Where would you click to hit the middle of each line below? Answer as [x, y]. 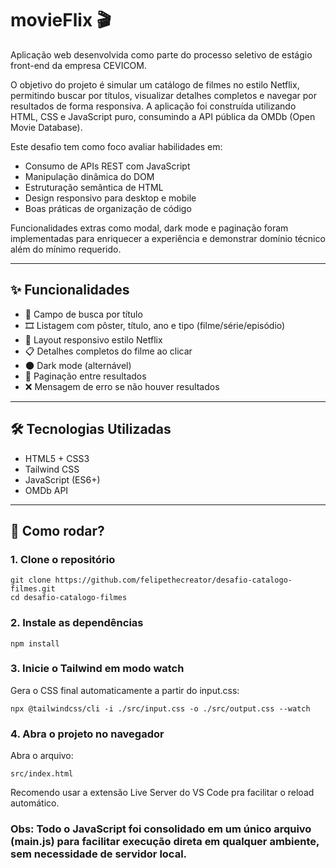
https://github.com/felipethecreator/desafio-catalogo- [173, 580]
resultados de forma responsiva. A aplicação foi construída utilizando [153, 106]
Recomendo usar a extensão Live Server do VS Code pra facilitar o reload [162, 793]
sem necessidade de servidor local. [99, 854]
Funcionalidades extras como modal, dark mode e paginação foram [149, 228]
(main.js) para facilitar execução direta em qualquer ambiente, [165, 842]
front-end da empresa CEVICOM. [79, 65]
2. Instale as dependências [77, 623]
